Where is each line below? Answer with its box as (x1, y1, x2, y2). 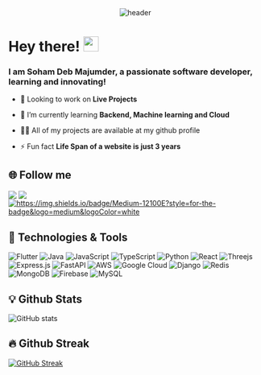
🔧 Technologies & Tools (8, 230, 128, 244)
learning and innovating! (8, 76, 106, 88)
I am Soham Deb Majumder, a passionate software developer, (8, 66, 253, 77)
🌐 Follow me (8, 168, 72, 182)
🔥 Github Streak (8, 337, 90, 351)
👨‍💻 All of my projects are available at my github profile (19, 126, 201, 135)
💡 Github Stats (8, 292, 83, 306)
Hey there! (8, 38, 81, 56)
